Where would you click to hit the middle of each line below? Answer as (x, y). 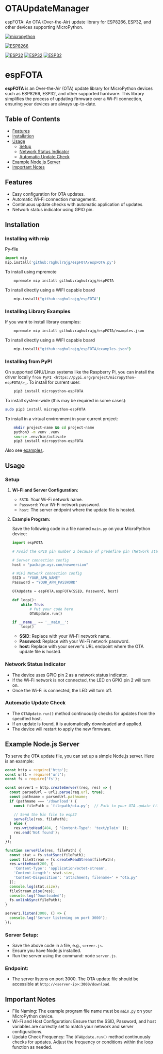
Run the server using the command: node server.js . (65, 956)
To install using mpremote (31, 272)
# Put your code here (52, 609)
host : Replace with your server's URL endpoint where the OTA (81, 646)
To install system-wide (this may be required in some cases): (66, 400)
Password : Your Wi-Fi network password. (60, 504)
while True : (33, 604)
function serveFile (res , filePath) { (43, 850)
